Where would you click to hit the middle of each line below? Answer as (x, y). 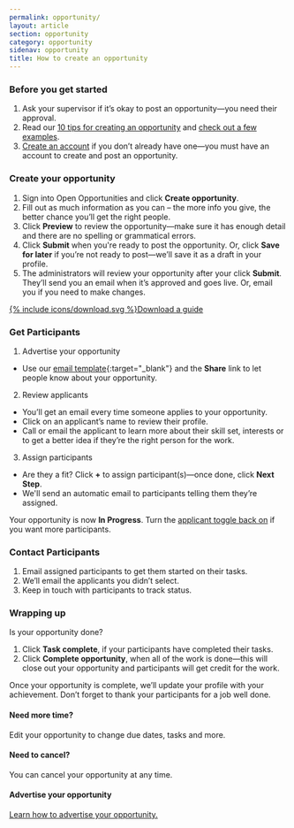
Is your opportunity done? (56, 632)
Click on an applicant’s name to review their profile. (115, 421)
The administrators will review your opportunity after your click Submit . (152, 273)
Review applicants (55, 395)
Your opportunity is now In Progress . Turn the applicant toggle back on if (142, 519)
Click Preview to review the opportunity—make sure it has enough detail (154, 226)
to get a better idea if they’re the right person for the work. (128, 440)
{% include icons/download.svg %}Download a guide (106, 309)
